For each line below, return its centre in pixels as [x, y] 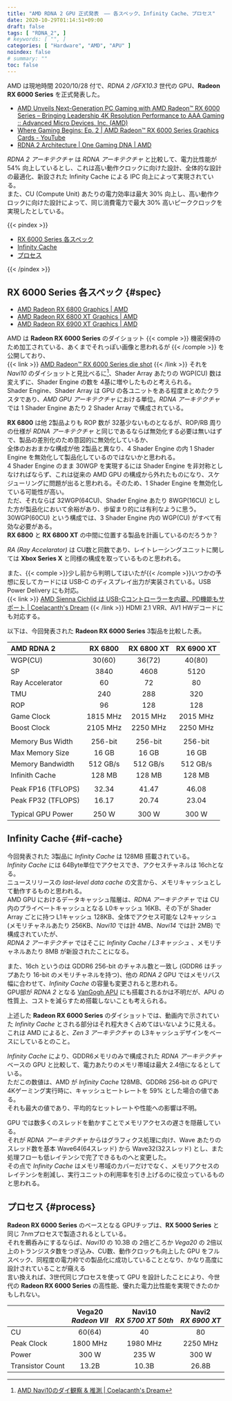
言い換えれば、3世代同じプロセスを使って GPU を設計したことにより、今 [110, 1276]
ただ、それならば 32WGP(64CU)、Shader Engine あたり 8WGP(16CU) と [111, 501]
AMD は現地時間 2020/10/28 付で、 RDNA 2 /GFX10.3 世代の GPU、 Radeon [114, 85]
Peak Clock [29, 1343]
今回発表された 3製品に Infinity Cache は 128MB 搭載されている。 [100, 856]
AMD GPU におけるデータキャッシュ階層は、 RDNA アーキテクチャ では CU [113, 899]
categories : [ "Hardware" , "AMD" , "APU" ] [69, 46]
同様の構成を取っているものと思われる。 [127, 558]
